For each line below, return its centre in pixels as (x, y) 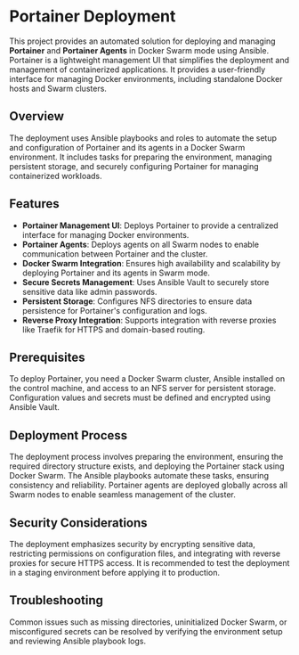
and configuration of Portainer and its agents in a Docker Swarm (127, 147)
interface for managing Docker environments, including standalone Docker (146, 78)
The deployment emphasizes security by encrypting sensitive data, (133, 544)
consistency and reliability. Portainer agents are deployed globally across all (148, 485)
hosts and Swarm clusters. (58, 88)
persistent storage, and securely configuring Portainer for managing (134, 166)
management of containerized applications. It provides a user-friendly (137, 70)
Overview (37, 116)
